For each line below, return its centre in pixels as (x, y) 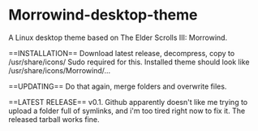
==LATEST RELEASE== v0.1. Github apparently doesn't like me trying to (128, 102)
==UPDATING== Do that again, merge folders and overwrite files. (118, 86)
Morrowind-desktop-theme (103, 15)
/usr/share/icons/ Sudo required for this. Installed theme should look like (129, 62)
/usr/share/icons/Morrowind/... (60, 70)
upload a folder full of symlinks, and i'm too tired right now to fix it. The (127, 111)
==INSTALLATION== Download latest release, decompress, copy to (122, 53)
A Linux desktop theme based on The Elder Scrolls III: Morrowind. (118, 37)
